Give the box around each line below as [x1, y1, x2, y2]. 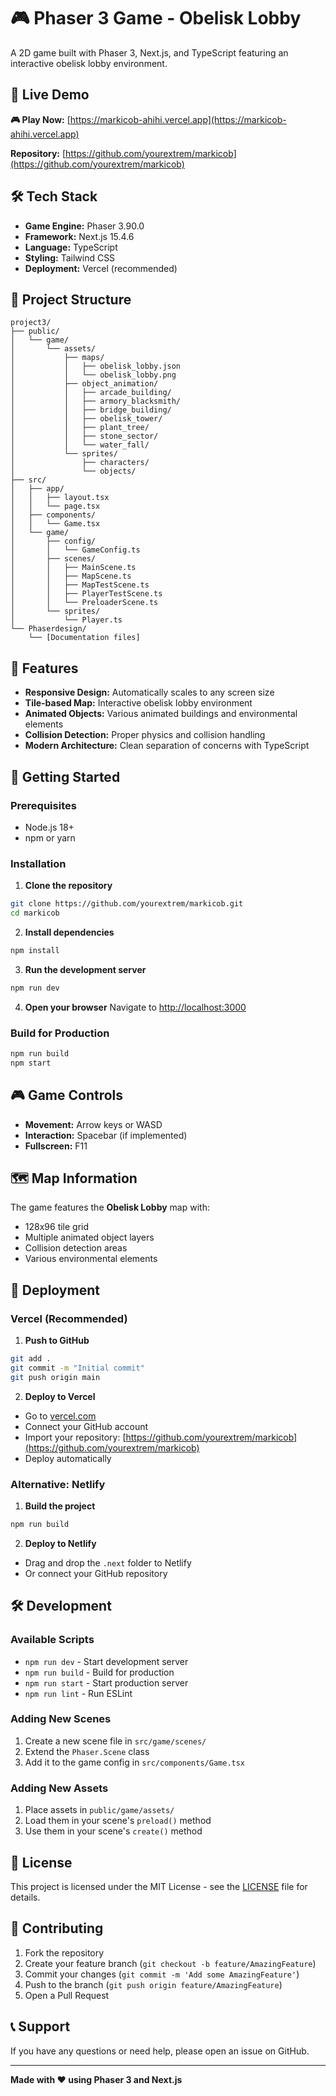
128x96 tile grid [24, 1221, 90, 1233]
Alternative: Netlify [10, 1477, 106, 1491]
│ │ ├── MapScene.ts [10, 571, 132, 582]
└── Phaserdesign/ [10, 624, 87, 634]
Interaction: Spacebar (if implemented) [24, 1129, 188, 1141]
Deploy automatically [24, 1452, 112, 1464]
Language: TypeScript [24, 241, 118, 253]
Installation [10, 856, 67, 870]
